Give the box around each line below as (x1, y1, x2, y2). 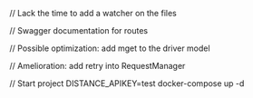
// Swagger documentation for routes (9, 25, 148, 35)
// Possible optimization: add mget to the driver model (9, 43, 210, 54)
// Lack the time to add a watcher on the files (9, 8, 177, 18)
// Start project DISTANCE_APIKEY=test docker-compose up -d (9, 78, 245, 89)
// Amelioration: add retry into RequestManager (9, 61, 186, 71)
